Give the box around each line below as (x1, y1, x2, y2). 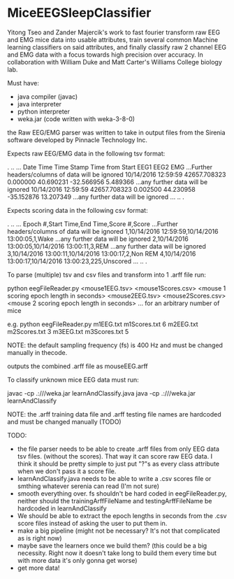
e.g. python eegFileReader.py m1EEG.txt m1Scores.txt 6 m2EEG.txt (7, 320, 198, 328)
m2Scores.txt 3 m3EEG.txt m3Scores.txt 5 (7, 327, 129, 335)
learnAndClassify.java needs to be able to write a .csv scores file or (17, 474, 212, 482)
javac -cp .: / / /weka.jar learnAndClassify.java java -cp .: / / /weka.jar (7, 389, 196, 397)
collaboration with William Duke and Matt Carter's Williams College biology (7, 57, 222, 66)
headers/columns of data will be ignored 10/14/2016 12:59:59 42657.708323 (7, 170, 226, 179)
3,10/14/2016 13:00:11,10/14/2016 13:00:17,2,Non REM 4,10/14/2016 (7, 249, 196, 258)
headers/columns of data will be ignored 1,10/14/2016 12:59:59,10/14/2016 (7, 227, 219, 235)
